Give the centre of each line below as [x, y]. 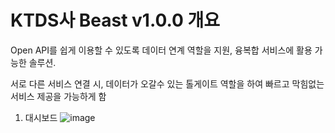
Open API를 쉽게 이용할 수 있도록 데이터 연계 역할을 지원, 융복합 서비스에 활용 [161, 50]
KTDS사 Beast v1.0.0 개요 [115, 20]
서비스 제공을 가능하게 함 [58, 96]
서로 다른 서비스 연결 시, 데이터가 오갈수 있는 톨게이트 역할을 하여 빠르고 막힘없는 [167, 83]
